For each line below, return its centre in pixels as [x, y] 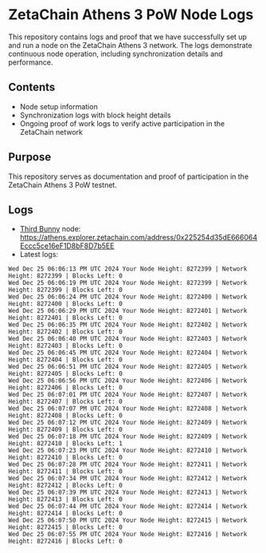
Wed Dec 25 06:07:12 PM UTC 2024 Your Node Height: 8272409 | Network [128, 423]
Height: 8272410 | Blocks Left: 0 [66, 458]
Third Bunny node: [50, 229]
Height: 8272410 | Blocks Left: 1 [66, 444]
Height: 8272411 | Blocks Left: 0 [66, 472]
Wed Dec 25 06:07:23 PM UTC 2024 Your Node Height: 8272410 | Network [128, 451]
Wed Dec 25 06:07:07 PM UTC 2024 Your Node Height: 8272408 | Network [128, 409]
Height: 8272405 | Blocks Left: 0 [66, 374]
